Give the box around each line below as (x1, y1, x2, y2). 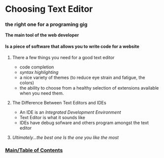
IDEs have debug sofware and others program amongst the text (19, 120, 149, 126)
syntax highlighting (19, 69, 59, 75)
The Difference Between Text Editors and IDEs (12, 99, 107, 105)
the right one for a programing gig (5, 21, 88, 28)
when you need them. (19, 90, 64, 96)
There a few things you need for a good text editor (12, 54, 115, 60)
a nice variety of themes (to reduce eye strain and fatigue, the (19, 74, 145, 80)
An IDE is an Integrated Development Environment (19, 109, 122, 115)
